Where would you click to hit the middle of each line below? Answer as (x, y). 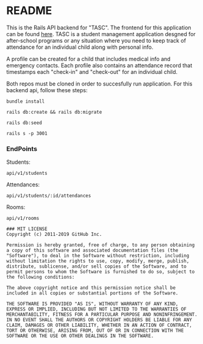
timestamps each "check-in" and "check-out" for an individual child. (92, 71)
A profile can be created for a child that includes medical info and (88, 59)
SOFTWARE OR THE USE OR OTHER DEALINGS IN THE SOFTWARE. (80, 336)
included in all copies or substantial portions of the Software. (92, 293)
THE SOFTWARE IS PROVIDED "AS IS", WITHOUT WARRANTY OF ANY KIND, (92, 304)
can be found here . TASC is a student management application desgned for (101, 34)
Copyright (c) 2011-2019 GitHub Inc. (54, 235)
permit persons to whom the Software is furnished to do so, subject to (101, 272)
